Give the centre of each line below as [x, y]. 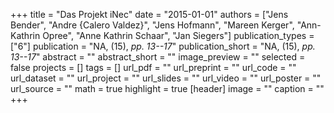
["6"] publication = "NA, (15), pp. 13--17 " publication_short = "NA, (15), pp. [163, 46]
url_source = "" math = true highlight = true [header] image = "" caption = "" [167, 88]
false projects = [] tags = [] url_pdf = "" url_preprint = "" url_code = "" [153, 67]
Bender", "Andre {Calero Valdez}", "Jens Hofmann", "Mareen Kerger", [152, 25]
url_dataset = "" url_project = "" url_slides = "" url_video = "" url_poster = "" [166, 78]
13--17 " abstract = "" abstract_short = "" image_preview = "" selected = [158, 57]
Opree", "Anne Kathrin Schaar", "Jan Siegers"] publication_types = [178, 35]
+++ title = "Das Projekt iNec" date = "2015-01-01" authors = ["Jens [149, 14]
